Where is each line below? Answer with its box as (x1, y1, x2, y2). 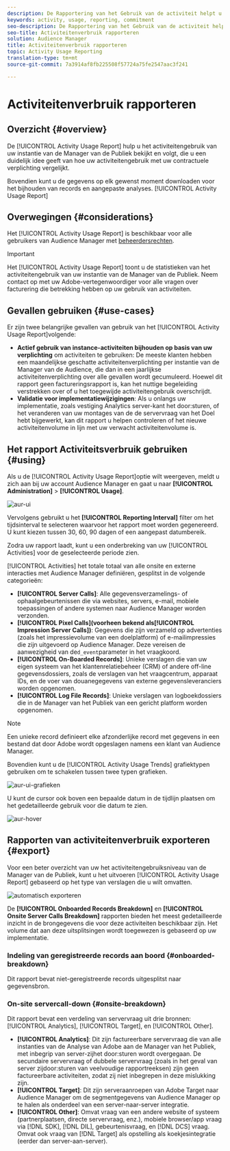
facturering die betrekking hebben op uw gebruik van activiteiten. (7, 285, 192, 293)
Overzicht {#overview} (7, 124, 107, 136)
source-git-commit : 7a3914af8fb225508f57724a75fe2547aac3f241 (7, 61, 188, 68)
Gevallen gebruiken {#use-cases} (7, 305, 155, 316)
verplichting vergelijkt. (7, 164, 70, 172)
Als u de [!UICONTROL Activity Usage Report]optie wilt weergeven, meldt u (7, 472, 220, 481)
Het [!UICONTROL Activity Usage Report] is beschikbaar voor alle (7, 229, 192, 238)
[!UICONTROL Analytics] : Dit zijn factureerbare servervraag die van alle (16, 1035, 221, 1044)
